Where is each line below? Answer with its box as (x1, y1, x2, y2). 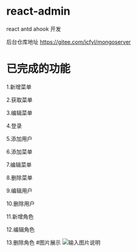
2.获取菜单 (6, 96, 33, 103)
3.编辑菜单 (6, 109, 33, 117)
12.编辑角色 (6, 226, 35, 233)
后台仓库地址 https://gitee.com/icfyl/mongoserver (6, 38, 131, 45)
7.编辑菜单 (6, 160, 32, 168)
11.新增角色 (6, 212, 34, 220)
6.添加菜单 (6, 148, 33, 155)
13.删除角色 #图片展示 (6, 239, 61, 246)
